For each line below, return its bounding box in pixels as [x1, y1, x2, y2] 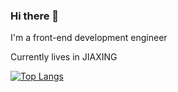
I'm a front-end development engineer [10, 32, 168, 44]
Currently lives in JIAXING [10, 51, 118, 63]
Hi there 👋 [10, 9, 60, 23]
